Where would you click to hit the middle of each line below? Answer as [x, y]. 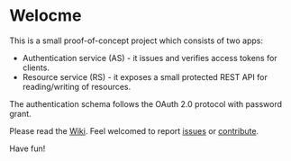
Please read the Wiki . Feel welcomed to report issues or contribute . [134, 130]
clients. [36, 67]
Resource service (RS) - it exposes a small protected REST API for [145, 76]
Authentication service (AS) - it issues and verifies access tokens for [150, 58]
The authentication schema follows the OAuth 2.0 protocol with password [145, 103]
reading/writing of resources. [77, 86]
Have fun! [27, 148]
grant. [20, 113]
